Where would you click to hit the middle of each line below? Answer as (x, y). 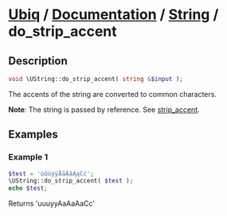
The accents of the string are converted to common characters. (113, 94)
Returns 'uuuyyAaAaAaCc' (52, 203)
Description (38, 61)
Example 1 (28, 157)
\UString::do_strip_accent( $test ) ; (71, 181)
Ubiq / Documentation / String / (113, 15)
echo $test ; (28, 188)
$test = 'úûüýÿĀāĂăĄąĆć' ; (51, 174)
